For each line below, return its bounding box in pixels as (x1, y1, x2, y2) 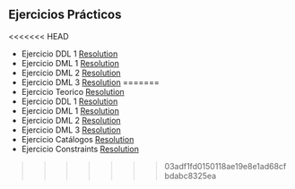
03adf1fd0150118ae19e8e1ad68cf (164, 160, 287, 171)
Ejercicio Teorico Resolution (21, 86, 125, 97)
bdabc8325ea (164, 170, 217, 181)
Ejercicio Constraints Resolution (21, 143, 140, 154)
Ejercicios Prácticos (8, 7, 122, 22)
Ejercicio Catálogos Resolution (21, 133, 134, 144)
